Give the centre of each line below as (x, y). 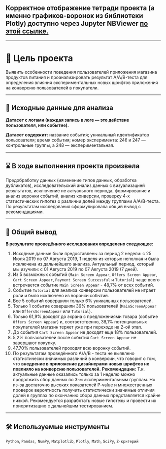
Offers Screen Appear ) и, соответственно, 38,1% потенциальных (80, 322)
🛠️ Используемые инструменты (58, 427)
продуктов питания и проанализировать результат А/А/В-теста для (77, 77)
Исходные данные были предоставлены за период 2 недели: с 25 (82, 254)
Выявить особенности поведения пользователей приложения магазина (81, 72)
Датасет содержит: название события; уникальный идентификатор (78, 135)
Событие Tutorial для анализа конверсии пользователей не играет (84, 290)
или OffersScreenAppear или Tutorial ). (52, 312)
